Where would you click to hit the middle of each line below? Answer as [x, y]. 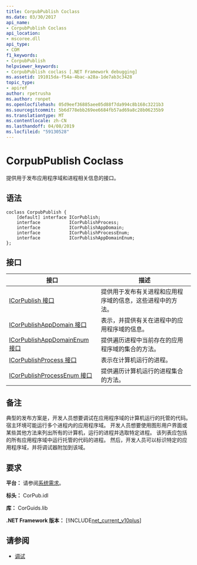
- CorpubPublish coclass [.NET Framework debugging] [72, 72]
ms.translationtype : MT [35, 115]
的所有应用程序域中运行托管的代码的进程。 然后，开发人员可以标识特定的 [94, 440]
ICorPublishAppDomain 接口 [48, 325]
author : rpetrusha [28, 93]
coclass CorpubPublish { [36, 212]
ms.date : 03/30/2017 [31, 17]
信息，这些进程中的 [145, 300]
